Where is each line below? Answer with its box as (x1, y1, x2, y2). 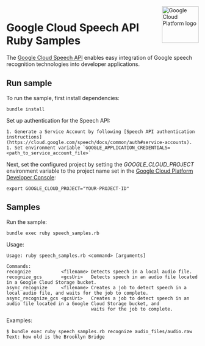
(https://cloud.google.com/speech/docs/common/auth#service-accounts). (6, 139, 192, 145)
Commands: (6, 263, 32, 269)
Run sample (6, 78, 52, 88)
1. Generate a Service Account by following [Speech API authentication (6, 128, 195, 135)
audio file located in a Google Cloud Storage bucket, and (6, 300, 160, 307)
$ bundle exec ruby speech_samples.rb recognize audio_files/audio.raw (6, 328, 192, 334)
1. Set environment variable (6, 145, 81, 151)
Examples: (6, 317, 32, 324)
